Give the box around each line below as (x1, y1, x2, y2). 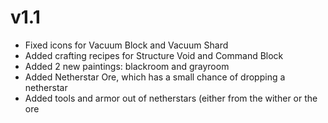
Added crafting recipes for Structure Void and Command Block (24, 49, 284, 61)
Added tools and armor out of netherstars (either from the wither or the (24, 92, 318, 104)
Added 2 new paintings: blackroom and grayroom (24, 60, 230, 72)
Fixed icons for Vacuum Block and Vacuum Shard (24, 39, 229, 51)
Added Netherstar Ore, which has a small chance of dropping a (24, 71, 286, 83)
